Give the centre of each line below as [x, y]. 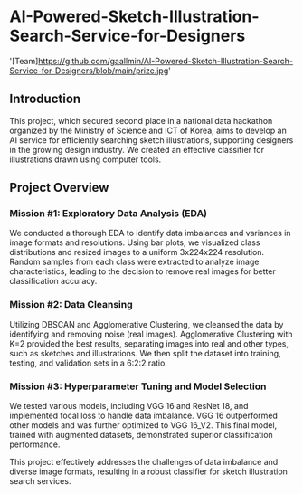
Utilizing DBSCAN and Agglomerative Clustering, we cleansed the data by [147, 324]
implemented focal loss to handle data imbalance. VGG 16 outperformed [144, 416]
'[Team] [24, 61]
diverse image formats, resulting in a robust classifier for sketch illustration [148, 471]
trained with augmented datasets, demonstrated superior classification [141, 435]
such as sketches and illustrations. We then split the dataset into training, [146, 353]
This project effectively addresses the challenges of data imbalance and [144, 462]
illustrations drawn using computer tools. [85, 159]
